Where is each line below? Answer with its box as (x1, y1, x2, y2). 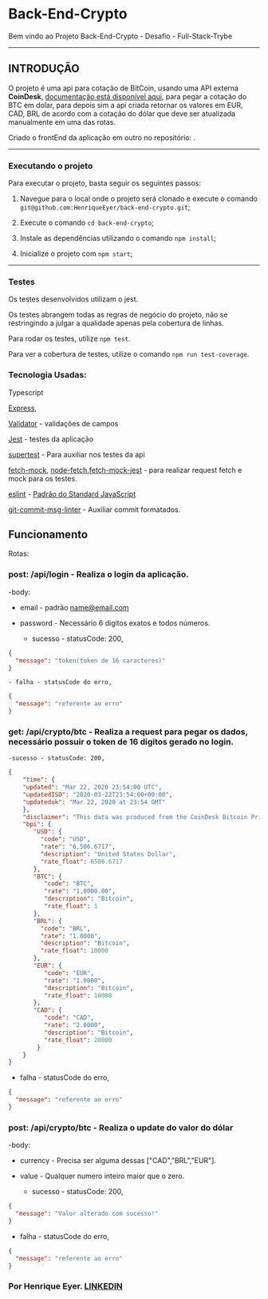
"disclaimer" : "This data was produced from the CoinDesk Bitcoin (22, 813, 248, 821)
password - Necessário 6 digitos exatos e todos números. (19, 618, 211, 628)
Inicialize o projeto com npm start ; (19, 249, 133, 258)
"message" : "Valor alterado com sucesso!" (15, 1209, 159, 1218)
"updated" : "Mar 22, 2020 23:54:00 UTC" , (22, 783, 162, 792)
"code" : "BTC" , (43, 880, 94, 888)
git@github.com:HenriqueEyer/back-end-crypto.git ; (19, 202, 191, 212)
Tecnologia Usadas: (8, 370, 87, 381)
